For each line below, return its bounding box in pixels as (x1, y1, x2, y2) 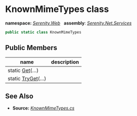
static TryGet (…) (7, 75, 46, 82)
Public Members (5, 43, 57, 52)
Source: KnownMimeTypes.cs (12, 105, 75, 111)
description (50, 58, 79, 65)
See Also (5, 92, 33, 100)
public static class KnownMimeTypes (5, 29, 81, 34)
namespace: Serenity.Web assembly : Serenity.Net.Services (5, 20, 132, 26)
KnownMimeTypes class (5, 3, 109, 15)
